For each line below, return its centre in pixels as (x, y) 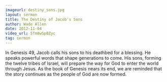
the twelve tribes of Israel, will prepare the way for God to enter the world (82, 63)
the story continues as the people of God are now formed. (66, 74)
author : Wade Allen (26, 24)
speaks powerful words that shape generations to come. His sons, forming (83, 58)
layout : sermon (21, 15)
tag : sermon (18, 38)
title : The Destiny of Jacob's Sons (44, 19)
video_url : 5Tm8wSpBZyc (30, 33)
